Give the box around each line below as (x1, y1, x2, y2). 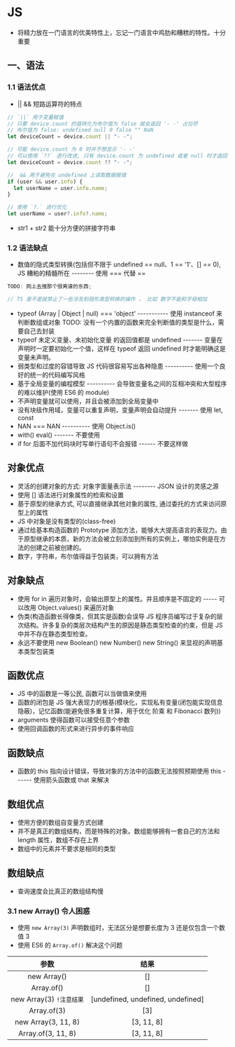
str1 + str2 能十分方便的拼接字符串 (17, 224, 116, 232)
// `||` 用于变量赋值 (7, 114, 64, 121)
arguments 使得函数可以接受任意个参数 (17, 716, 131, 724)
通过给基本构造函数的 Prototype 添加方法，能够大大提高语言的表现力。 (17, 525, 222, 534)
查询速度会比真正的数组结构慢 (17, 886, 104, 895)
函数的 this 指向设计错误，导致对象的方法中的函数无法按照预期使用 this (17, 767, 222, 776)
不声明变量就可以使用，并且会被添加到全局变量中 (17, 397, 159, 405)
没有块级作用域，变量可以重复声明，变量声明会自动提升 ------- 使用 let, (17, 406, 223, 414)
